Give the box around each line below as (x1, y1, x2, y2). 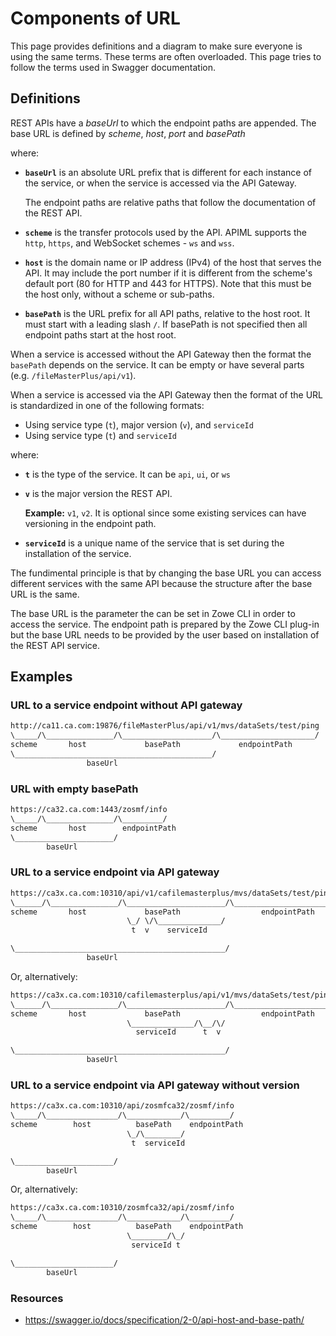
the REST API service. (10, 639, 101, 651)
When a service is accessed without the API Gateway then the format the (10, 348, 312, 360)
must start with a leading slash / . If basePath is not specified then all (24, 318, 308, 330)
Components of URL (10, 7, 181, 30)
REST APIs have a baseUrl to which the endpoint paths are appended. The (10, 117, 317, 129)
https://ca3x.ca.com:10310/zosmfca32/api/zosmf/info (10, 1203, 235, 1213)
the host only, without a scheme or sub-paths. (24, 288, 215, 300)
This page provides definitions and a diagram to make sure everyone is (10, 40, 303, 52)
